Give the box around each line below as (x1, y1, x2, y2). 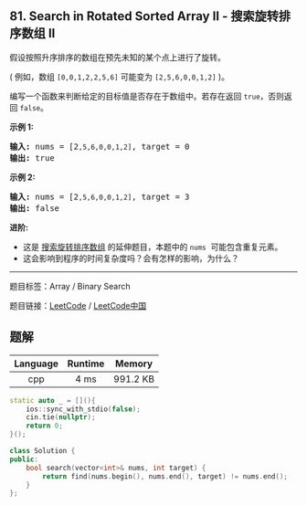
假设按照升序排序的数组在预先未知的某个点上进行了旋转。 (9, 51, 226, 62)
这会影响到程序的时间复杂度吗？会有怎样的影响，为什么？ (22, 252, 239, 263)
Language (14, 357, 59, 370)
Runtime (67, 357, 105, 370)
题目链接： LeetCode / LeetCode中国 (9, 300, 147, 311)
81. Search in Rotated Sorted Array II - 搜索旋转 (9, 8, 279, 25)
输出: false (9, 203, 60, 213)
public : (9, 455, 39, 464)
